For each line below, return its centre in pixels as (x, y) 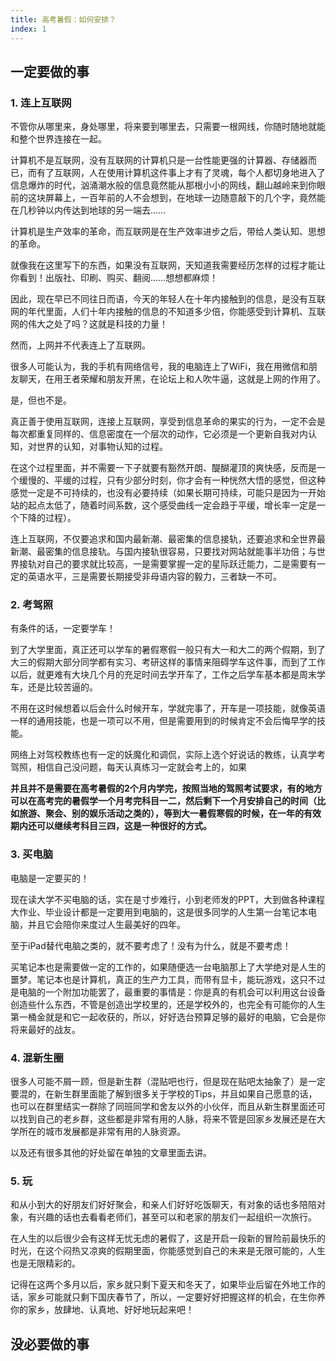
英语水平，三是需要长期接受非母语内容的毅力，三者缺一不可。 (154, 577)
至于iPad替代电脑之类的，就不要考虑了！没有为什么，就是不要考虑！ (151, 945)
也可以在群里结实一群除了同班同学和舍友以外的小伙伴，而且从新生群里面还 (163, 1107)
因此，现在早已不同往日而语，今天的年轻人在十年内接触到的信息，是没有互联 (168, 299)
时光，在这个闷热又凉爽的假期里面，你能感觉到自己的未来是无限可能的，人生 (168, 1251)
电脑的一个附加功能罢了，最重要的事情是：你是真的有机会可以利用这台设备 (172, 992)
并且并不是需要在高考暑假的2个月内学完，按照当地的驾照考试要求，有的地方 (166, 788)
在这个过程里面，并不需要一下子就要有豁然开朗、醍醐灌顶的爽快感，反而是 (163, 468)
